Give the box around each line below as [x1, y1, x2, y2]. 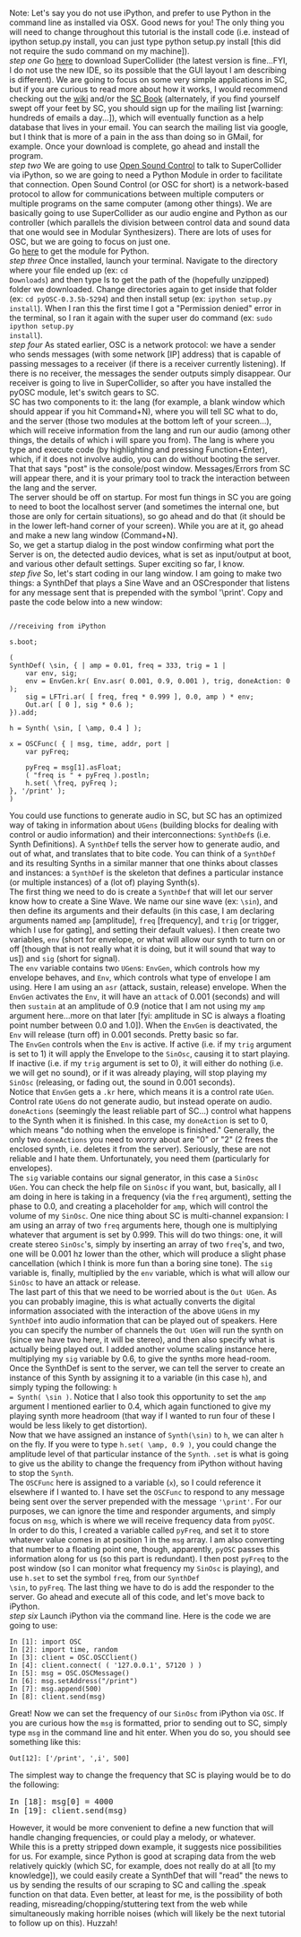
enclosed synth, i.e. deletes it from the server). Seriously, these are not [9, 1143, 271, 1154]
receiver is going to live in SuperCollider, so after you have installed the [9, 378, 271, 388]
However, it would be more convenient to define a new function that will [9, 1822, 274, 1833]
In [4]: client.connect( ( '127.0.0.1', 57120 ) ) [9, 1661, 202, 1670]
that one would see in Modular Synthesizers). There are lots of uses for [9, 227, 272, 237]
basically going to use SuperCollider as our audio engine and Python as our [9, 208, 288, 218]
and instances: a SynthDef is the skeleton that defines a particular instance [9, 867, 284, 878]
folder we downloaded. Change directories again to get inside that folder [9, 284, 278, 294]
